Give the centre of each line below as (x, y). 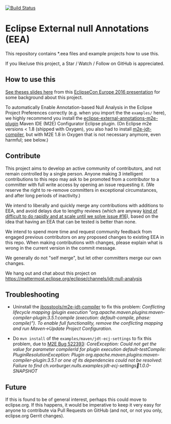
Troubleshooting (32, 294)
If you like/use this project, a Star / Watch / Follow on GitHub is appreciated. (85, 63)
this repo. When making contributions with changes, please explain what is (84, 242)
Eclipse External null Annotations (77, 29)
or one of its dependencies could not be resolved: (110, 360)
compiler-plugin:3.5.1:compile (44, 318)
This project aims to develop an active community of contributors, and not (83, 168)
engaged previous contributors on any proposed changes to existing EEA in (85, 237)
